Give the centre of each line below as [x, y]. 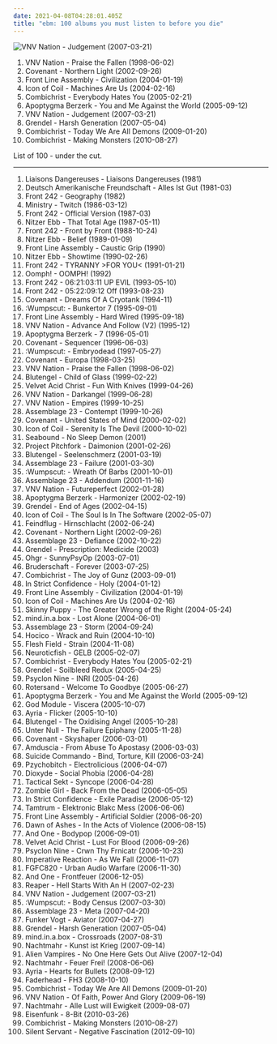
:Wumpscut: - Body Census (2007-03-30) [95, 902]
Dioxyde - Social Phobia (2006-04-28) [89, 773]
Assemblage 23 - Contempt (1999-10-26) [94, 411]
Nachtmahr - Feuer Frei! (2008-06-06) [89, 962]
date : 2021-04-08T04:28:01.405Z [68, 16]
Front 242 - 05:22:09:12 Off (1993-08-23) [94, 291]
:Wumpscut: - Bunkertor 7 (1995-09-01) [91, 308]
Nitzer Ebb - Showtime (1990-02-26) [86, 256]
